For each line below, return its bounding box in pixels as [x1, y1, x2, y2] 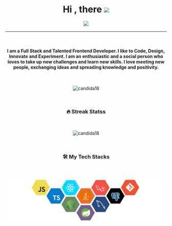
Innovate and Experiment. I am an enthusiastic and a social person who [9, 53, 163, 59]
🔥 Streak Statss [66, 108, 106, 115]
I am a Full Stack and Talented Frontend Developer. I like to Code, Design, [7, 48, 165, 54]
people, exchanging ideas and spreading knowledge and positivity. [13, 64, 159, 70]
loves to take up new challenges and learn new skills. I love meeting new [7, 58, 165, 65]
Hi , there [62, 4, 102, 15]
